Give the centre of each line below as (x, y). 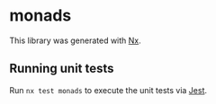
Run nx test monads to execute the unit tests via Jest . (108, 90)
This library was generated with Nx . (75, 40)
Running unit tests (62, 69)
